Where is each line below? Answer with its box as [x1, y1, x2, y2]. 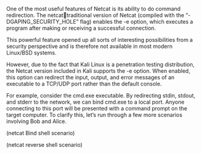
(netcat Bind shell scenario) [6, 130, 75, 136]
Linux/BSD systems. [6, 49, 56, 56]
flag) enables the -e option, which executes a [80, 18, 193, 25]
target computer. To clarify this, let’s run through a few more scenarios [6, 112, 183, 118]
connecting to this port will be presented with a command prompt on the [6, 105, 188, 112]
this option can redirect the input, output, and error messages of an [6, 74, 175, 81]
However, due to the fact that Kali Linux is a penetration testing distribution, [6, 61, 195, 68]
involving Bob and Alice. [6, 118, 67, 125]
